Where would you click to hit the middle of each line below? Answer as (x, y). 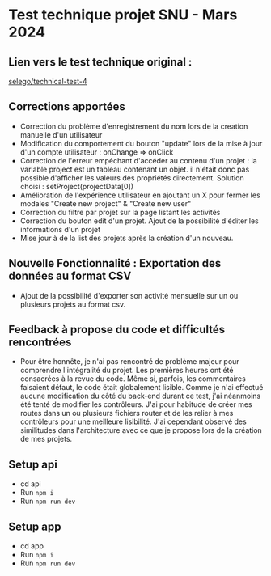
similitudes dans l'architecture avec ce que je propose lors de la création (141, 430)
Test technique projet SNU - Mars (123, 15)
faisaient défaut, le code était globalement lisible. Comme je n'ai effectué (142, 388)
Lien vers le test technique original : (100, 62)
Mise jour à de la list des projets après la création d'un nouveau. (127, 238)
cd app (32, 546)
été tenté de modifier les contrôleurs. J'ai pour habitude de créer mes (136, 404)
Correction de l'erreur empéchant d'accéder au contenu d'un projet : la (138, 160)
